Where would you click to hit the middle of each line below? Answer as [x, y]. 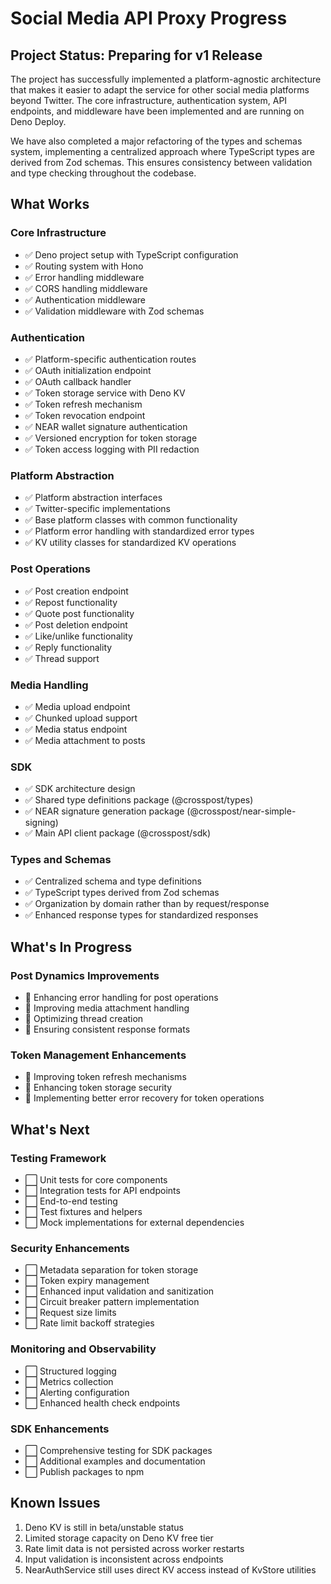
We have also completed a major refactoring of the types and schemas [156, 141]
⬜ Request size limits [70, 1313]
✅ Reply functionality [68, 647]
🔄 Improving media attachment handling [107, 1008]
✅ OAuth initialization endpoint [88, 370]
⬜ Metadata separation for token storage [111, 1270]
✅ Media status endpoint [76, 729]
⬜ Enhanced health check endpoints [102, 1403]
